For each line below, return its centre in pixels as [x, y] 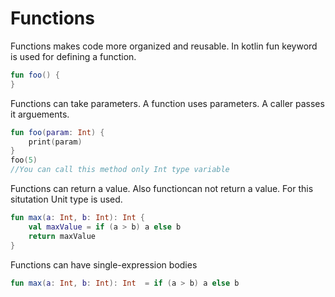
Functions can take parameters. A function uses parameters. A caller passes [167, 103]
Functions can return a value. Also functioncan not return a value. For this [162, 189]
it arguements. [40, 114]
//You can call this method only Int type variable [120, 170]
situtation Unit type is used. [66, 199]
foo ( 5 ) [24, 160]
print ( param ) [55, 142]
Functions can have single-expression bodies [104, 264]
